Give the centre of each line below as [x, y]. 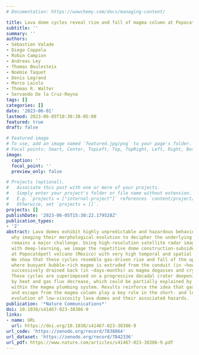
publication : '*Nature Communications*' [57, 304]
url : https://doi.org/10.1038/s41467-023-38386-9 [74, 326]
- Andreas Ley [24, 61]
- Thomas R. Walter [30, 89]
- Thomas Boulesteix [32, 67]
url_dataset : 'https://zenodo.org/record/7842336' [70, 337]
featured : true [25, 122]
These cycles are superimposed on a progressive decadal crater [92, 276]
